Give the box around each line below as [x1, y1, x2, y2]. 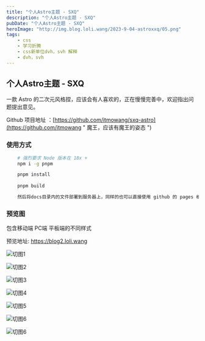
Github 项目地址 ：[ [6, 117, 55, 124]
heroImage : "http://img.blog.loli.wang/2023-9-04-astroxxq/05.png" [6, 26, 182, 32]
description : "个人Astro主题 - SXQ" [6, 15, 96, 21]
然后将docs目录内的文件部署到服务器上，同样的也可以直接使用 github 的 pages [17, 194, 194, 200]
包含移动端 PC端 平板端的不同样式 [6, 224, 92, 232]
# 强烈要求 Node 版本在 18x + [17, 155, 88, 161]
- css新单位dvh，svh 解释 [17, 49, 77, 55]
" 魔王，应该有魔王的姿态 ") [82, 124, 152, 131]
